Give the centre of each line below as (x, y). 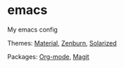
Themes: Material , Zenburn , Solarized (62, 43)
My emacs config (32, 29)
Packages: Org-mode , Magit (48, 56)
